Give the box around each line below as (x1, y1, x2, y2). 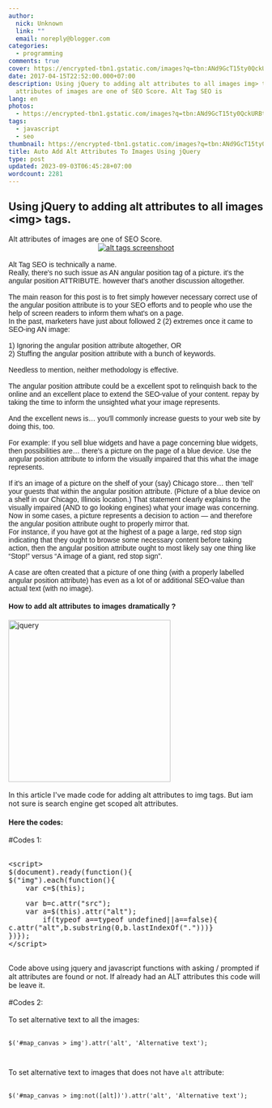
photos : (8, 102, 35, 110)
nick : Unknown (15, 19, 63, 28)
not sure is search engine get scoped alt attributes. (8, 799, 179, 808)
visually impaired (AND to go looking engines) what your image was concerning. (8, 503, 259, 512)
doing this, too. (8, 422, 55, 431)
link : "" (15, 27, 45, 35)
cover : (8, 65, 31, 73)
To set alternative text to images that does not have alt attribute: (8, 1068, 225, 1077)
